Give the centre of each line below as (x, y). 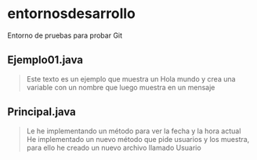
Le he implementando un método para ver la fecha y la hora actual (134, 131)
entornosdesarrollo (72, 14)
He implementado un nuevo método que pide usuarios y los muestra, (138, 139)
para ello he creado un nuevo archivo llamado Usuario (114, 147)
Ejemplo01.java (45, 60)
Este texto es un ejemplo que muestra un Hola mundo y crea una (131, 78)
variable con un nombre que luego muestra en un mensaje (121, 87)
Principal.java (42, 112)
